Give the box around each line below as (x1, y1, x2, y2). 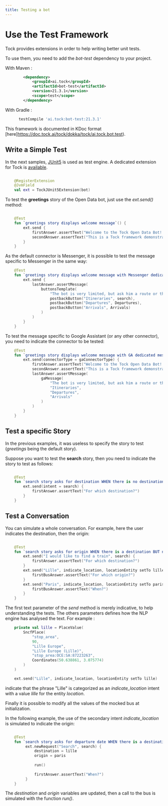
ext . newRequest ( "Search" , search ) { (25, 744, 101, 749)
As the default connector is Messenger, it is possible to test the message (5, 253, 155, 259)
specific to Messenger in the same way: (5, 258, 87, 264)
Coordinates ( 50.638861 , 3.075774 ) (31, 658, 104, 663)
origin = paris (34, 753, 66, 758)
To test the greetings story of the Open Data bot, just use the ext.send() (5, 196, 153, 203)
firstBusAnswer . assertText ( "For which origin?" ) (31, 572, 135, 578)
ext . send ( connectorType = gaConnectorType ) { (23, 357, 120, 362)
